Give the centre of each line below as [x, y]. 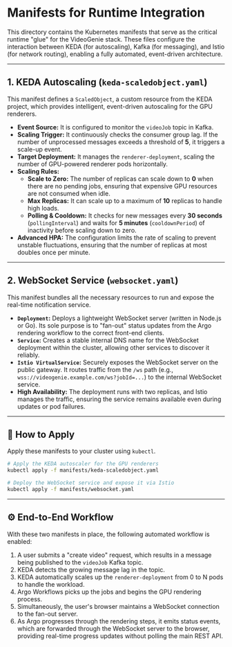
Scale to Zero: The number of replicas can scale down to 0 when [120, 179]
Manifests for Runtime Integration [106, 13]
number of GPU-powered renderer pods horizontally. [92, 163]
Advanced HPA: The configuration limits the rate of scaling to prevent [116, 238]
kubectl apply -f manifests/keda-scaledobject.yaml [83, 470]
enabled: [20, 541]
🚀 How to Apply [41, 434]
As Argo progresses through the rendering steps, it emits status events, [119, 621]
